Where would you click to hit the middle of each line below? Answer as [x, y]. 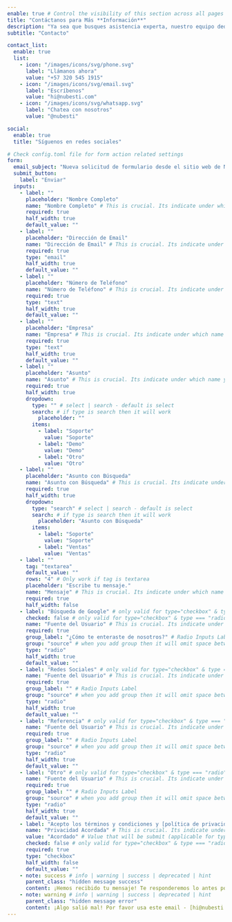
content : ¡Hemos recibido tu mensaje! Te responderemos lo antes [121, 888]
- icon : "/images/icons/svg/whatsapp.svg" [81, 104]
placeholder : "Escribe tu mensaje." [78, 586]
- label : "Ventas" [64, 547]
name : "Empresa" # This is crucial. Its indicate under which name [125, 335]
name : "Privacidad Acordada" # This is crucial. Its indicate [117, 831]
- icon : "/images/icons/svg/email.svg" [77, 84]
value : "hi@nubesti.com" [61, 97]
